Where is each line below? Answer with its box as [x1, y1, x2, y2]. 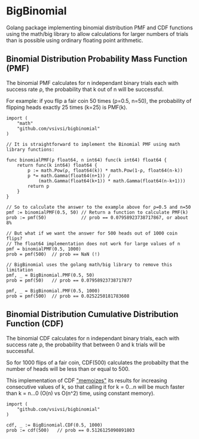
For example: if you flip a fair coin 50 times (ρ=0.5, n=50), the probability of [6, 97, 192, 104]
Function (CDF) [6, 319, 64, 329]
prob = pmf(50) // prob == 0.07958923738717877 [6, 277, 133, 283]
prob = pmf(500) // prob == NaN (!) [6, 251, 100, 257]
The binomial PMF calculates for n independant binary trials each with [6, 79, 179, 86]
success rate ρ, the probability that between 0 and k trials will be [6, 341, 166, 348]
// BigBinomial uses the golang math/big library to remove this [6, 261, 172, 267]
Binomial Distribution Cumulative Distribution [6, 309, 179, 319]
